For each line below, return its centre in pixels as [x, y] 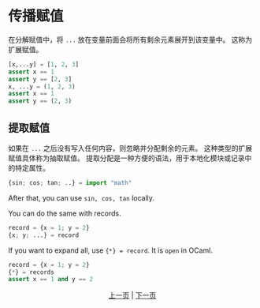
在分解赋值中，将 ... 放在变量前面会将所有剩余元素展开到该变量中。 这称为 [130, 39]
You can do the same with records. [65, 213]
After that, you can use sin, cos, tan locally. [82, 197]
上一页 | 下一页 [132, 295]
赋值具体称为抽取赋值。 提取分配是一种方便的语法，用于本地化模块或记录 [126, 158]
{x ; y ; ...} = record [44, 235]
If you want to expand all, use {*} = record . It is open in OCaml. [110, 250]
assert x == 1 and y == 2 [50, 280]
